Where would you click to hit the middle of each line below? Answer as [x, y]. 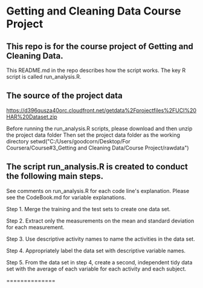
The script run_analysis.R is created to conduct [97, 167]
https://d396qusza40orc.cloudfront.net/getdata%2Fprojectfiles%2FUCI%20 [101, 110]
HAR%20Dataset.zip [32, 117]
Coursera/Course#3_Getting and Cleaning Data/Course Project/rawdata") [98, 148]
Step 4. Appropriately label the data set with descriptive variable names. [96, 250]
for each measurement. [35, 227]
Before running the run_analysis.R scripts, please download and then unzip [99, 128]
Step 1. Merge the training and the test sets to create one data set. [89, 209]
